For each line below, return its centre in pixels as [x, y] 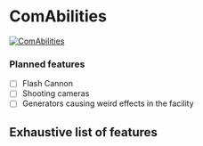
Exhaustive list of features [84, 132]
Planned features [47, 64]
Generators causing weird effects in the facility [108, 103]
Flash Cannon [48, 84]
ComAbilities [58, 16]
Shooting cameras [56, 93]
